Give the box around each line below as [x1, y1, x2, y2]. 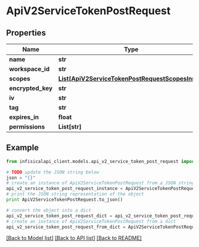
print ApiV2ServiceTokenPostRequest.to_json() [6, 197, 123, 203]
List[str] [58, 123, 82, 131]
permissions [9, 123, 46, 131]
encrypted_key [9, 84, 53, 92]
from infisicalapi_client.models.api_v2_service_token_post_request [6, 158, 179, 164]
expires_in [9, 113, 39, 121]
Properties [6, 28, 46, 38]
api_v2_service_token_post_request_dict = [6, 213, 113, 219]
